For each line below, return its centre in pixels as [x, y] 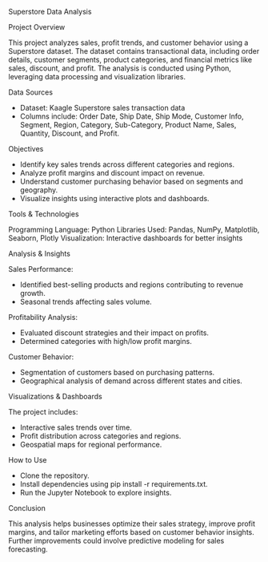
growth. [32, 293]
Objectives [26, 149]
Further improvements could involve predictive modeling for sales [116, 541]
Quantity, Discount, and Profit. [70, 133]
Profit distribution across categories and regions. [100, 436]
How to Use [28, 460]
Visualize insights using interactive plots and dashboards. [114, 198]
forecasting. [28, 549]
